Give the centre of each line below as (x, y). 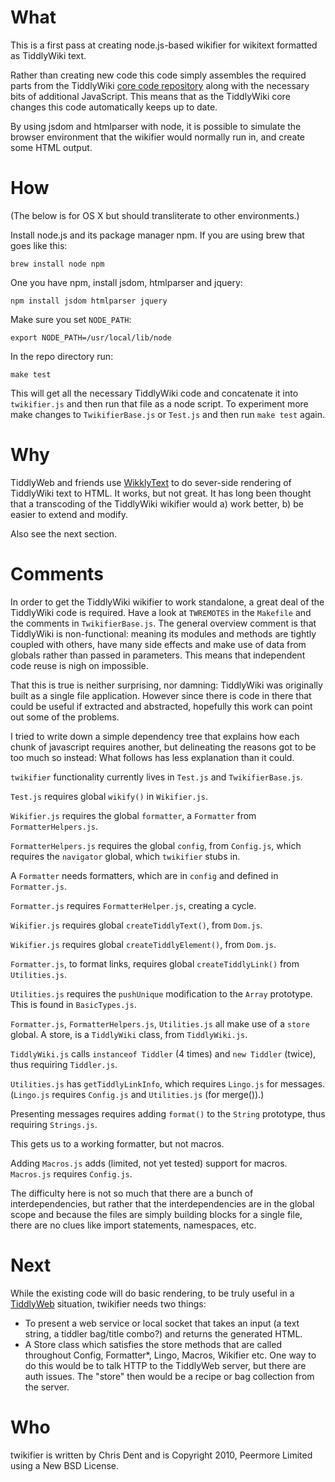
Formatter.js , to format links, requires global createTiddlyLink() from (155, 963)
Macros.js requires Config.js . (71, 1173)
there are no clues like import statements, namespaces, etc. (133, 1225)
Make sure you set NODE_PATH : (71, 319)
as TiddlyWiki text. (48, 55)
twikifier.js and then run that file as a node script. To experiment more (159, 403)
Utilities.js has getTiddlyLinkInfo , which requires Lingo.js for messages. (168, 1083)
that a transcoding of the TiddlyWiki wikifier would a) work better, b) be (157, 503)
